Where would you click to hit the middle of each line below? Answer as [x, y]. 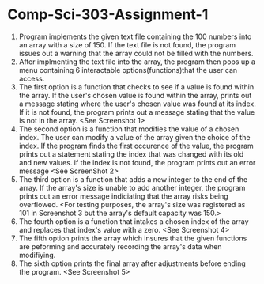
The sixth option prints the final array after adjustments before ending [132, 263]
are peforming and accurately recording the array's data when [120, 246]
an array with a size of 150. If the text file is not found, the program [127, 44]
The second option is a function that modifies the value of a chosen [129, 129]
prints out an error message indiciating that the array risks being [123, 196]
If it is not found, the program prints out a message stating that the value [137, 112]
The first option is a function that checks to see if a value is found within [136, 87]
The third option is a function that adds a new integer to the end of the [133, 179]
